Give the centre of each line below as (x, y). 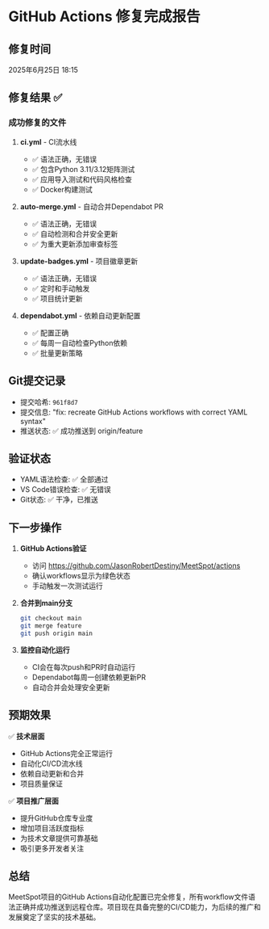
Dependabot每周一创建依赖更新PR (89, 677)
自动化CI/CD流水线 (51, 763)
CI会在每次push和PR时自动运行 (84, 666)
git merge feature (51, 626)
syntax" (33, 421)
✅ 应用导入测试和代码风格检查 (82, 179)
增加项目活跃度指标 (52, 828)
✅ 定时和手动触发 (61, 288)
